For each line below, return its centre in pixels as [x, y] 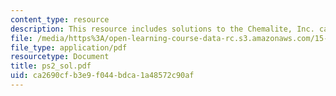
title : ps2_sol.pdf [51, 66]
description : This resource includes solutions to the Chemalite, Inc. [162, 29]
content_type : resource [60, 19]
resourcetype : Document [60, 57]
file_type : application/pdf [69, 47]
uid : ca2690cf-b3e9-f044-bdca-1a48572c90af [102, 76]
